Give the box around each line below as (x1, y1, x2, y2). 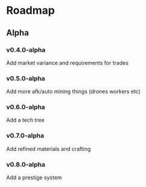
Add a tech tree (6, 117, 45, 124)
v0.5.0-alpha (6, 74, 46, 82)
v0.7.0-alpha (6, 132, 44, 140)
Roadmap (6, 4, 55, 17)
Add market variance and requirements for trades (6, 59, 129, 66)
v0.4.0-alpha (6, 46, 46, 54)
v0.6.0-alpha (6, 103, 46, 111)
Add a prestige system (6, 174, 62, 181)
